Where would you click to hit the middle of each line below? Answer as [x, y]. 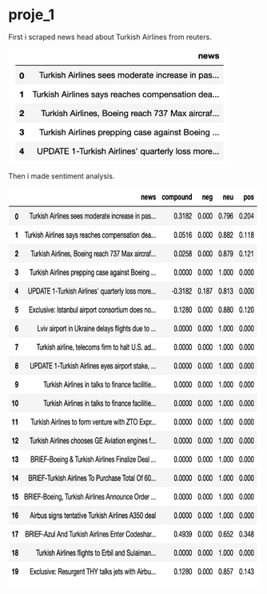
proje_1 [32, 15]
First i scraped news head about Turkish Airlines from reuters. [110, 37]
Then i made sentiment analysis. [62, 176]
